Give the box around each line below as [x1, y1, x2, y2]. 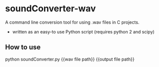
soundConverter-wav [5, 3, 96, 14]
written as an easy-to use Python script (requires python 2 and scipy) [12, 29, 155, 34]
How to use [5, 43, 41, 52]
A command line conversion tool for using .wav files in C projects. [5, 19, 140, 25]
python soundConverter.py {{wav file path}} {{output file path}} [5, 56, 135, 62]
